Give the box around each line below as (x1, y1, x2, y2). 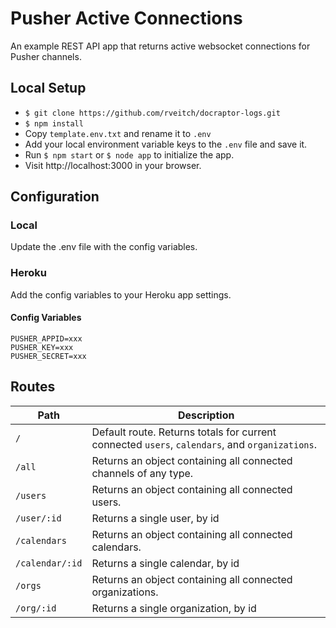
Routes (10, 378, 56, 396)
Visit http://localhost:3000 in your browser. (24, 159, 202, 171)
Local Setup (10, 80, 87, 97)
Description (177, 408, 235, 422)
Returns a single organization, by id (91, 601, 257, 615)
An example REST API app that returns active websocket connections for (10, 40, 311, 52)
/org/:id (15, 602, 57, 614)
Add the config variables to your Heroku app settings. (10, 288, 232, 301)
